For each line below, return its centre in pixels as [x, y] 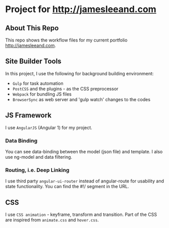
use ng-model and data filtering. [39, 157]
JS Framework [29, 116]
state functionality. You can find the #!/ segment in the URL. [67, 187]
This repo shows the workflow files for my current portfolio [66, 40]
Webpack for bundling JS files [42, 94]
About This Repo [32, 28]
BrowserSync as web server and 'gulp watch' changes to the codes [81, 99]
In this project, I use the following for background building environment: [79, 73]
